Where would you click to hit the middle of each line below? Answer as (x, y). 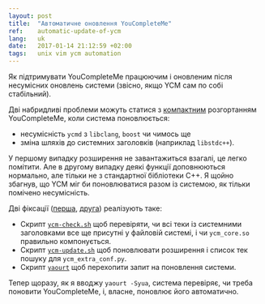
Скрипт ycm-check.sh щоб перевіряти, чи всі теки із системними (131, 224)
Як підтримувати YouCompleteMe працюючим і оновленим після (120, 77)
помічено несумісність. (49, 193)
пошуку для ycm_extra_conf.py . (73, 259)
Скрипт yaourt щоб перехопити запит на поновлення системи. (128, 267)
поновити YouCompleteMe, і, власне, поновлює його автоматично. (124, 291)
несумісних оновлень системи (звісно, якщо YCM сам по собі (116, 85)
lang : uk (27, 39)
